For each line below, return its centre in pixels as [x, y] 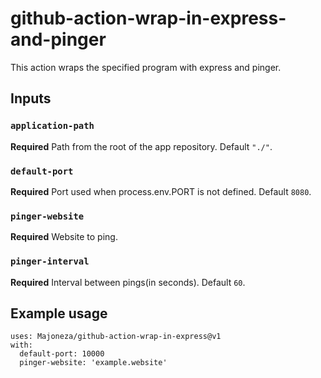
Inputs [31, 98]
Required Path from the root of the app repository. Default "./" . [141, 146]
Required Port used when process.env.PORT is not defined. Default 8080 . [161, 191]
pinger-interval [50, 261]
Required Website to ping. [64, 237]
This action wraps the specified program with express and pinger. [146, 67]
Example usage [59, 313]
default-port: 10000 [62, 354]
